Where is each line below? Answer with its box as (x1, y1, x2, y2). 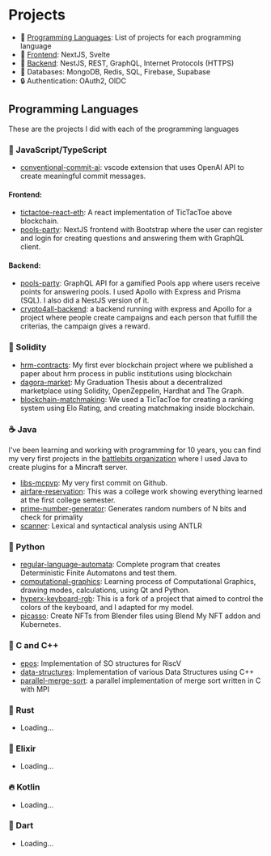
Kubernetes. (19, 620, 61, 629)
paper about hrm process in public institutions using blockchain (19, 368, 232, 378)
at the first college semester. (19, 495, 116, 505)
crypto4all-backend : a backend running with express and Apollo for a (19, 304, 252, 314)
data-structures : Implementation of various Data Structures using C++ (19, 667, 255, 676)
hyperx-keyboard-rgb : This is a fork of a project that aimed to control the (19, 594, 264, 604)
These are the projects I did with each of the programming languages (8, 124, 239, 133)
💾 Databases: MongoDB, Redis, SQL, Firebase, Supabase (19, 66, 211, 76)
